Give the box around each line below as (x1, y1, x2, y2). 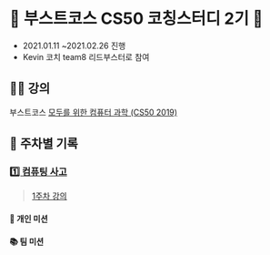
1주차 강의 (31, 190, 67, 201)
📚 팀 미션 (9, 236, 44, 247)
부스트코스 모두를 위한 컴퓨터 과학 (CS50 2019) (9, 107, 178, 117)
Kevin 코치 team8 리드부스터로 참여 (22, 51, 150, 62)
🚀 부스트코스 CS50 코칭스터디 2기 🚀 (9, 8, 264, 29)
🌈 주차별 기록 (9, 136, 79, 151)
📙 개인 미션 (9, 213, 48, 224)
